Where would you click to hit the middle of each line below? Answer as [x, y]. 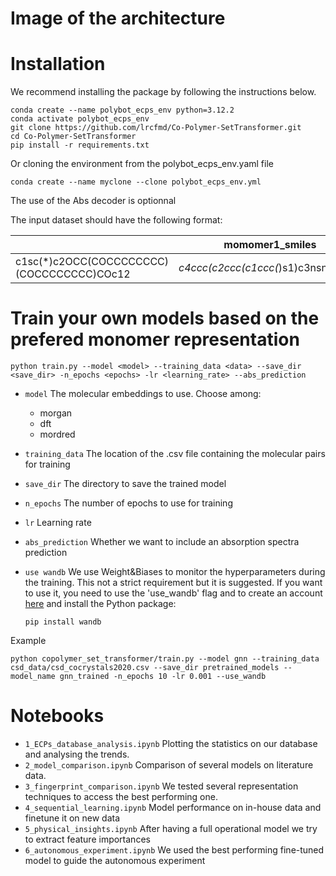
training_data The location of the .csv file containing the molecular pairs [175, 454]
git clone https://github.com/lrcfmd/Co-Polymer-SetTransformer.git [156, 128]
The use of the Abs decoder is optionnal [93, 201]
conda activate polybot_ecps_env [80, 119]
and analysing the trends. [77, 754]
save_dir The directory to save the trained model [125, 484]
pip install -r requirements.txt [80, 145]
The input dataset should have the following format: [116, 220]
